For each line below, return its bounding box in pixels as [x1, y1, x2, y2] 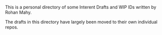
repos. [5, 24, 18, 30]
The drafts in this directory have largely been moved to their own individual [5, 19, 158, 25]
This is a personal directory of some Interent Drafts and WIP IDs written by [5, 4, 157, 10]
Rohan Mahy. [5, 9, 32, 15]
